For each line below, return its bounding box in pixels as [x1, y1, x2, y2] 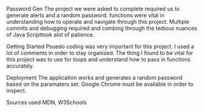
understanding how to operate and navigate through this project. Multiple [6, 18, 190, 25]
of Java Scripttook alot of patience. [6, 31, 95, 38]
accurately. [6, 62, 35, 69]
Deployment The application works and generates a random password [6, 74, 183, 81]
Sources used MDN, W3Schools [6, 99, 87, 106]
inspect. [6, 87, 27, 94]
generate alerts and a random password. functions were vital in [6, 12, 165, 19]
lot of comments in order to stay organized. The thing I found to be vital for [6, 49, 193, 57]
